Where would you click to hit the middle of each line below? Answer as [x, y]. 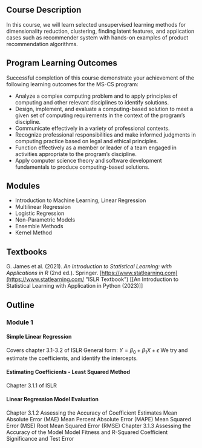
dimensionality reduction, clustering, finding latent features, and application [100, 31]
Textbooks [27, 252]
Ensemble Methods [39, 226]
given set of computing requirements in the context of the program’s [100, 115]
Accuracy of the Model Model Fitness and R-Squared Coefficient [87, 432]
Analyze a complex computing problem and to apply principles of [96, 96]
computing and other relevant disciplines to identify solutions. [92, 102]
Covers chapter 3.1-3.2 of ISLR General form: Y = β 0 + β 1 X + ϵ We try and [97, 351]
